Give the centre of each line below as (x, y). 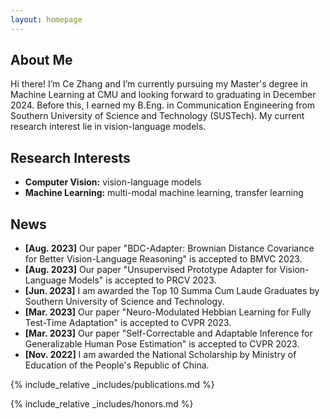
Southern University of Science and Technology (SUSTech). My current (157, 116)
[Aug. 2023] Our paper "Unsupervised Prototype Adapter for (151, 270)
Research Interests (70, 157)
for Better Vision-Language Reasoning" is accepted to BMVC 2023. (163, 259)
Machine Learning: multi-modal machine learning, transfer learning (164, 193)
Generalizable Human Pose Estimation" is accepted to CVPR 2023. (162, 344)
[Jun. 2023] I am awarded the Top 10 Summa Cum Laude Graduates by (172, 291)
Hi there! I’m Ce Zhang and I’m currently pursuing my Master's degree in (159, 84)
